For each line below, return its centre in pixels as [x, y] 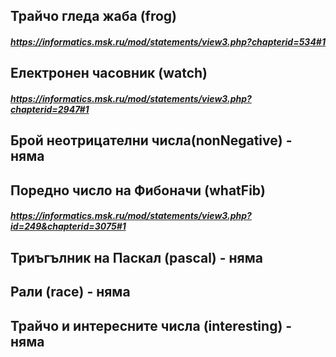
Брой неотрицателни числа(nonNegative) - [151, 140]
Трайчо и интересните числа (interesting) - [151, 325]
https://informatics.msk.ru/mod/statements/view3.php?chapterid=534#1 [168, 41]
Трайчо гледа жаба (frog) [94, 16]
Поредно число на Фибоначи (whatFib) [138, 190]
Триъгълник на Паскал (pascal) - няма [136, 257]
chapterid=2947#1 [50, 109]
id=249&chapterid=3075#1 [68, 226]
